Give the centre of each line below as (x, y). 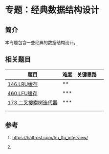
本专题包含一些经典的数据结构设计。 (42, 43)
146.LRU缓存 (23, 84)
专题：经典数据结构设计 (52, 10)
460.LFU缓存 (22, 93)
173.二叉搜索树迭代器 (33, 102)
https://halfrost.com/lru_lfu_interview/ (50, 137)
